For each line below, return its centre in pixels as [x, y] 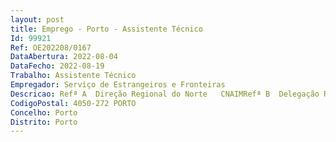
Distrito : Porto [44, 122]
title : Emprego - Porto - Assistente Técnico [106, 29]
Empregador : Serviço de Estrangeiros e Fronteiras [118, 85]
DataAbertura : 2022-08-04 [64, 57]
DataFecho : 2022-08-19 [57, 66]
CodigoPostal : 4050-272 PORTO [73, 103]
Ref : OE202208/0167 [51, 47]
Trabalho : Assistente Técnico [73, 76]
